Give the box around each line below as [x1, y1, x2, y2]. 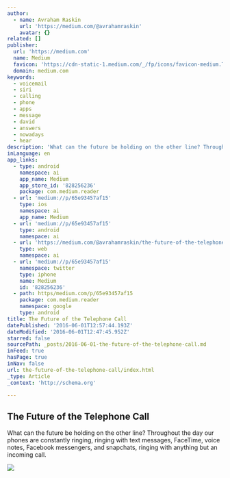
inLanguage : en [7, 150, 51, 158]
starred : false [7, 335, 51, 342]
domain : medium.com [13, 67, 69, 74]
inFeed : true [7, 347, 44, 355]
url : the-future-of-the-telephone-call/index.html [7, 366, 155, 373]
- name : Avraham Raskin [13, 16, 81, 23]
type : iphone [19, 271, 57, 278]
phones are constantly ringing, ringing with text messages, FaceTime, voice [7, 436, 220, 444]
